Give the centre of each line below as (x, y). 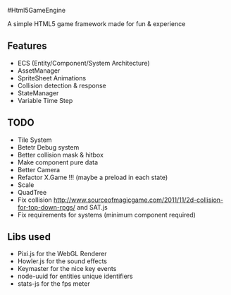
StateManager (38, 93)
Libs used (29, 237)
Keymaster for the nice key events (67, 269)
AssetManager (39, 71)
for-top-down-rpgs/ (46, 207)
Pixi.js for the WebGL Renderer (62, 254)
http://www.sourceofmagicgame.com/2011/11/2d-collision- (138, 200)
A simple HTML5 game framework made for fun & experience (96, 24)
